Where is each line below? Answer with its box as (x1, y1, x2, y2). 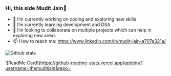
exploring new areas (12, 33, 56, 39)
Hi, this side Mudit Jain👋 (5, 5, 67, 12)
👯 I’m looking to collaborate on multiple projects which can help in (12, 27, 152, 33)
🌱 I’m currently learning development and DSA (12, 21, 111, 28)
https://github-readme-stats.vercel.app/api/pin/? (40, 60, 143, 66)
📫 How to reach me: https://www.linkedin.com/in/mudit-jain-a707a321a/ (12, 38, 166, 44)
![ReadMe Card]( (5, 60, 41, 66)
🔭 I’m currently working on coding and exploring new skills (12, 16, 137, 22)
